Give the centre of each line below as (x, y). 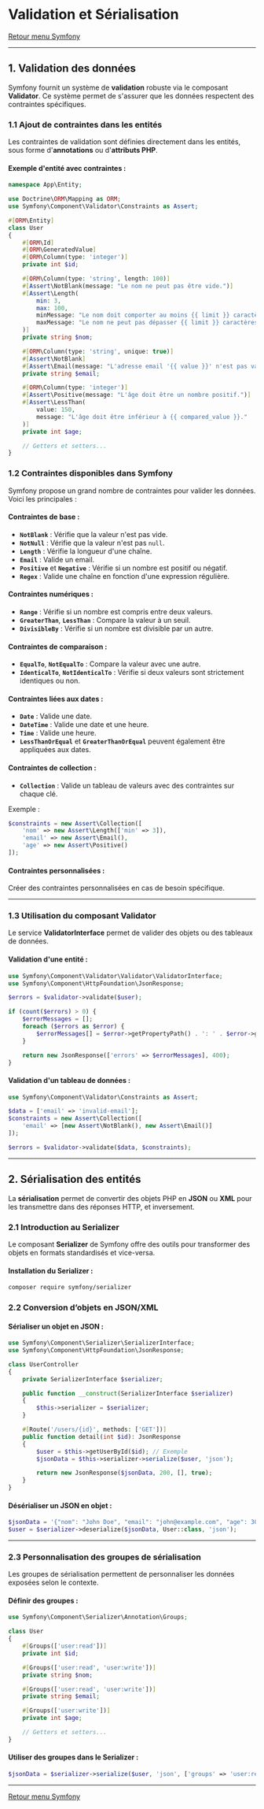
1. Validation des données (72, 69)
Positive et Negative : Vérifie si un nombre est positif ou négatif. (123, 568)
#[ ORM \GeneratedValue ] (59, 250)
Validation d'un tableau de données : (70, 1080)
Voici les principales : (42, 499)
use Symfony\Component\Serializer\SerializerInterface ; (101, 1343)
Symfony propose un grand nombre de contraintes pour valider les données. (132, 491)
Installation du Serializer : (51, 1270)
